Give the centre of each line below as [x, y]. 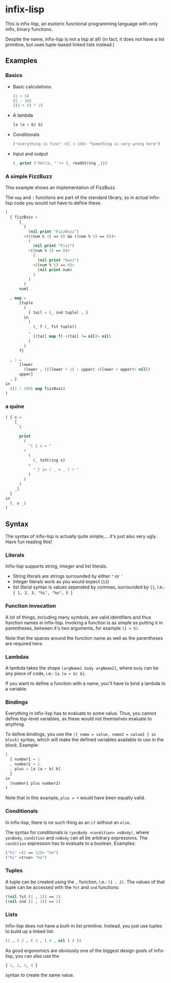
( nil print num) [55, 270]
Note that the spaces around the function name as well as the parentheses [84, 638]
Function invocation [31, 606]
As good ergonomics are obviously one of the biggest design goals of [79, 950]
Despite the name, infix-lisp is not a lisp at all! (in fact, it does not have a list [85, 39]
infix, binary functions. [29, 29]
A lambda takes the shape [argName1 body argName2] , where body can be [82, 668]
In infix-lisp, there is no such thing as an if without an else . [68, 822]
